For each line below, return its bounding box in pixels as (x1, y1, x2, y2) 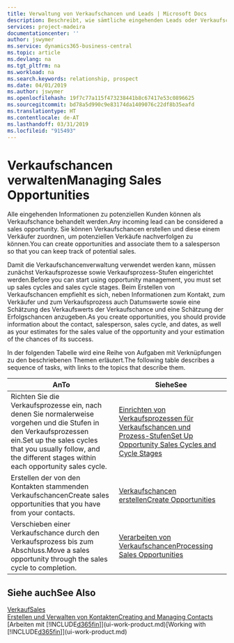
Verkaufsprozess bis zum (10, 537, 94, 547)
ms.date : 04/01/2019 (7, 82, 68, 89)
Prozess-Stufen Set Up (118, 431, 194, 441)
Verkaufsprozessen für (118, 414, 194, 424)
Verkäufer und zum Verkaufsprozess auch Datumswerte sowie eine (7, 298, 201, 306)
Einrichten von (118, 405, 166, 414)
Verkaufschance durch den (10, 528, 100, 538)
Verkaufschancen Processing (118, 541, 214, 551)
